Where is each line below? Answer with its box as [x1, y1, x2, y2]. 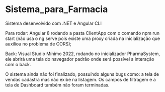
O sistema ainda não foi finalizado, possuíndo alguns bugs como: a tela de [5, 71, 159, 77]
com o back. [5, 61, 31, 67]
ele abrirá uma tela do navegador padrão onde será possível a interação [5, 56, 154, 62]
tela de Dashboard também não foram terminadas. [5, 82, 110, 88]
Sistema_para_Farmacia [5, 4, 108, 15]
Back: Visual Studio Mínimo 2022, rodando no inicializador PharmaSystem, [5, 51, 160, 57]
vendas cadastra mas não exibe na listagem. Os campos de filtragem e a [5, 76, 156, 82]
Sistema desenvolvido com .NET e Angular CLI [5, 20, 102, 26]
